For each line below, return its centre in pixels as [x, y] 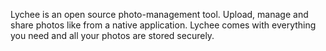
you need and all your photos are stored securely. [112, 35]
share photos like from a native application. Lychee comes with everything [163, 25]
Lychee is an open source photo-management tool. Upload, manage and [159, 14]
